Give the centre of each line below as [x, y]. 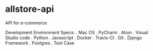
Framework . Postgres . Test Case [40, 43]
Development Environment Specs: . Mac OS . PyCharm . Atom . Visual [77, 32]
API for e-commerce [26, 23]
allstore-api [30, 9]
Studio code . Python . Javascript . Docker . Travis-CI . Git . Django [74, 38]
